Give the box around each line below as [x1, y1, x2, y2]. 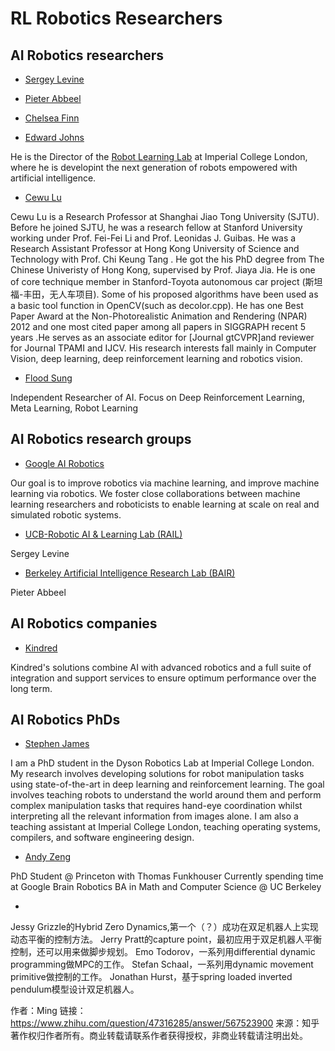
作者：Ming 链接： [10, 1005, 87, 1017]
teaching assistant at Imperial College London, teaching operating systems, [10, 821, 321, 833]
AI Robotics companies [10, 615, 158, 632]
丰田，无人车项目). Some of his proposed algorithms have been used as [23, 288, 319, 300]
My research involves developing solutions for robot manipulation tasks [10, 768, 305, 780]
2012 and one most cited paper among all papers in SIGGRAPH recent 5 [10, 321, 306, 332]
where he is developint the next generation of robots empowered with [10, 162, 298, 173]
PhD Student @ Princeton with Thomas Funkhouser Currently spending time [10, 870, 324, 882]
